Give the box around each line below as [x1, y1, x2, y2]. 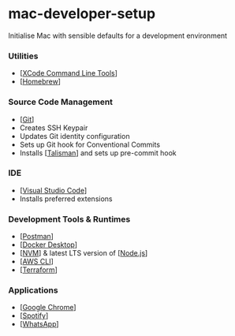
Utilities [8, 50, 39, 62]
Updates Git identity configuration [19, 131, 130, 140]
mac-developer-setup [8, 5, 156, 23]
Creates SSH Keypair [19, 123, 88, 133]
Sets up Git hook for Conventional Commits [19, 140, 160, 149]
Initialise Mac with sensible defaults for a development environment [8, 31, 227, 40]
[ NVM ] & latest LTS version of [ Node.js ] [19, 248, 148, 258]
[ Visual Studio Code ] [19, 185, 88, 195]
